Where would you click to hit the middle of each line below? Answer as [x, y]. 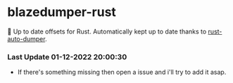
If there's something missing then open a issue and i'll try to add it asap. [122, 72]
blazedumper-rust [62, 12]
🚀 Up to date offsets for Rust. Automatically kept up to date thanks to [107, 31]
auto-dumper [26, 38]
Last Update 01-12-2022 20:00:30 [67, 56]
